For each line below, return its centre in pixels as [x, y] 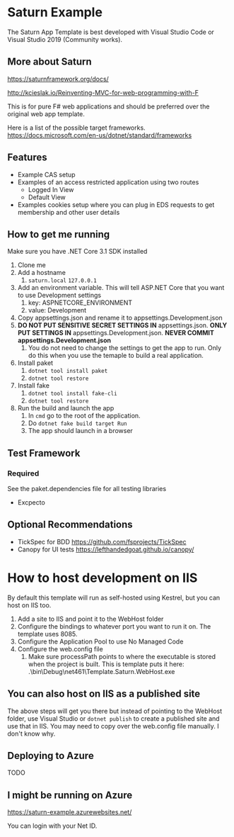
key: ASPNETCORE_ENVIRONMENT [80, 303]
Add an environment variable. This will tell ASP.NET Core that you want [121, 288]
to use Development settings [59, 296]
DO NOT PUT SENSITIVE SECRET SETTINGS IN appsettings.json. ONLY [122, 325]
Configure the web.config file [60, 648]
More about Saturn [49, 62]
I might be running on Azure [70, 795]
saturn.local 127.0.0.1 [62, 281]
